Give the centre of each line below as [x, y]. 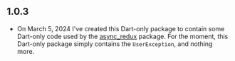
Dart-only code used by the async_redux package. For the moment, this [122, 36]
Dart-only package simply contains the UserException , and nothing [115, 44]
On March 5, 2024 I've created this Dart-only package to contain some [121, 28]
